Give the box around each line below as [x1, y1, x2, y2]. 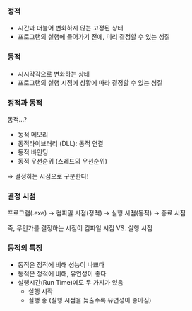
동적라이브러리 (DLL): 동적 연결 [17, 139, 104, 147]
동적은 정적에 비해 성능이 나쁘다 [17, 261, 104, 269]
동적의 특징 [7, 243, 43, 253]
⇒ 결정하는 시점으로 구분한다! [7, 171, 89, 180]
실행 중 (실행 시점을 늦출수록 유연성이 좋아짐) [28, 296, 152, 305]
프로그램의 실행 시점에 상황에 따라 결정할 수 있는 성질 [17, 78, 163, 86]
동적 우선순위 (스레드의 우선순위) [17, 157, 108, 165]
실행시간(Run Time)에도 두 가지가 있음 [17, 278, 124, 287]
